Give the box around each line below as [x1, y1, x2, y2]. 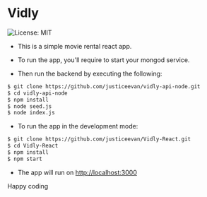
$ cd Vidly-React [7, 143, 59, 150]
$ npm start [7, 155, 42, 162]
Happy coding [7, 181, 49, 190]
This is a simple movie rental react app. [17, 42, 132, 50]
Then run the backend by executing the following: [17, 69, 162, 78]
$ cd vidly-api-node [7, 90, 69, 97]
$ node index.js [7, 109, 55, 117]
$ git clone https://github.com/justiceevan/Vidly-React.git [7, 136, 191, 143]
